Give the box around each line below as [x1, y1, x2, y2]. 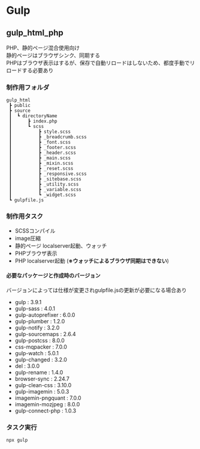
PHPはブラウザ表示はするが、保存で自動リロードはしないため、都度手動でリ [6, 60, 196, 66]
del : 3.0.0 [14, 362, 40, 370]
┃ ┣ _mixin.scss [8, 160, 74, 166]
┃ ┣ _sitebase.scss [8, 176, 82, 182]
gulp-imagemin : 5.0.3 [14, 388, 69, 395]
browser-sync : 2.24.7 [14, 375, 70, 382]
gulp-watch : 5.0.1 [14, 349, 59, 356]
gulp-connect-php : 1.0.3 [14, 407, 77, 414]
